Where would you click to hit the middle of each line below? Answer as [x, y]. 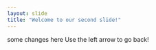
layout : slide [27, 13]
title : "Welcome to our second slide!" [64, 20]
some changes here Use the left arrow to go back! [78, 39]
